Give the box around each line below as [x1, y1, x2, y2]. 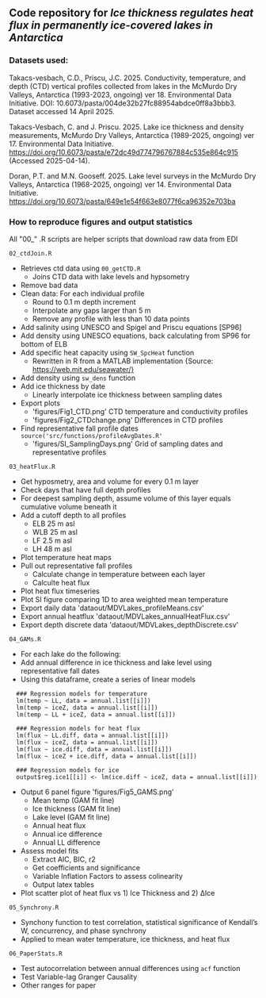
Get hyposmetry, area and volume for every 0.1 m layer [20, 476, 199, 486]
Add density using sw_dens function [20, 373, 136, 382]
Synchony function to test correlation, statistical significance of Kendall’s [20, 917, 258, 927]
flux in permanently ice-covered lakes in [9, 19, 213, 33]
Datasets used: [9, 55, 69, 66]
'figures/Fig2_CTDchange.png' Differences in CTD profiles [32, 415, 224, 424]
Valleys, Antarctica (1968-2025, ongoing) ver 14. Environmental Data [9, 179, 232, 189]
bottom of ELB [20, 339, 68, 348]
